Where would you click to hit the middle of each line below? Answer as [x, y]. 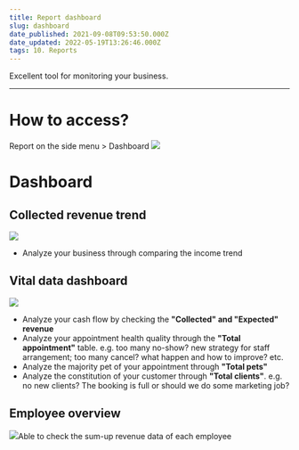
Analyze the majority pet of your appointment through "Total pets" [145, 366]
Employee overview [65, 414]
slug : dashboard [39, 26]
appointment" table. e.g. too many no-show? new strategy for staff [146, 348]
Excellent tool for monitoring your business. [89, 76]
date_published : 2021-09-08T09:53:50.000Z [89, 34]
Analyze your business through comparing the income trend [132, 253]
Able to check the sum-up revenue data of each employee [125, 436]
